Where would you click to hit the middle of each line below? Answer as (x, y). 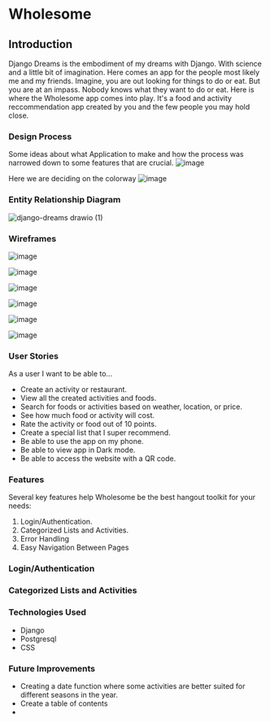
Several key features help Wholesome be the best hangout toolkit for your (132, 498)
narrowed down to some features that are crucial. (91, 163)
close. (19, 115)
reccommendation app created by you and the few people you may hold (129, 107)
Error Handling (45, 539)
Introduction (41, 44)
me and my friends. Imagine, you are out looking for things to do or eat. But (134, 81)
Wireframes (33, 238)
